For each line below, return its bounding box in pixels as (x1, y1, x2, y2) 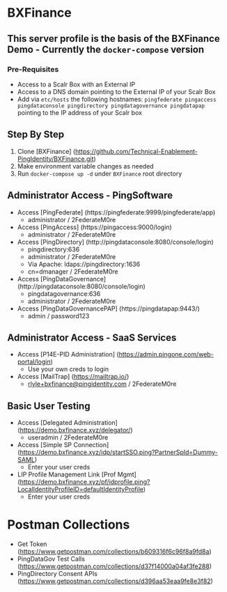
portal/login (17, 357, 51, 366)
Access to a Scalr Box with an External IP (17, 80, 136, 88)
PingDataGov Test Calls (17, 555, 86, 563)
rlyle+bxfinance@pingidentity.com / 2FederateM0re (27, 380, 177, 388)
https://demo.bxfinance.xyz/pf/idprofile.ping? (19, 478, 150, 486)
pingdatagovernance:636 (27, 289, 101, 297)
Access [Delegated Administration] (17, 419, 118, 427)
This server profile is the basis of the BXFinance (7, 33, 221, 45)
